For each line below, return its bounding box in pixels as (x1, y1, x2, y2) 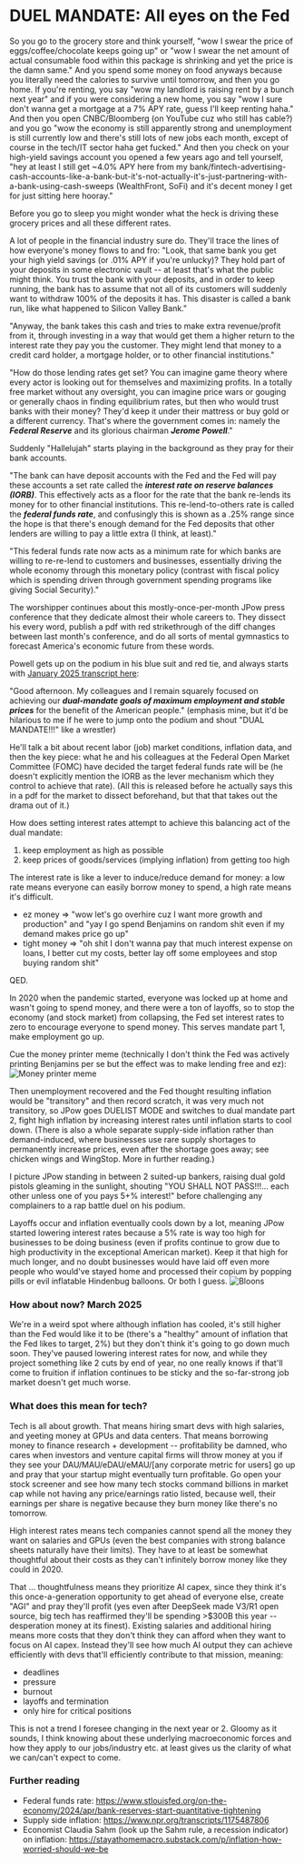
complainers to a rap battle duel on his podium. (9, 1200, 186, 1211)
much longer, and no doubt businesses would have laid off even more (9, 1256, 270, 1267)
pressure (22, 1676, 56, 1687)
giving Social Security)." (9, 584, 100, 595)
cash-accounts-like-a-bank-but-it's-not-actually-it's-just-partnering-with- (9, 170, 288, 182)
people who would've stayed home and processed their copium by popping (9, 1265, 292, 1276)
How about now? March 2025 (9, 1298, 142, 1311)
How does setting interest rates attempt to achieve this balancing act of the (9, 817, 290, 828)
